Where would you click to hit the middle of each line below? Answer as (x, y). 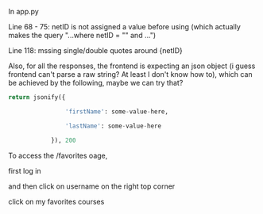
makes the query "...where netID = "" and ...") (82, 35)
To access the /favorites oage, (58, 155)
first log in (25, 170)
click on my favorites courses (56, 201)
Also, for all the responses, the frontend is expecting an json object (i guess (132, 66)
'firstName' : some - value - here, (117, 111)
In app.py (24, 11)
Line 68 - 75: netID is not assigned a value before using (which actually (124, 27)
